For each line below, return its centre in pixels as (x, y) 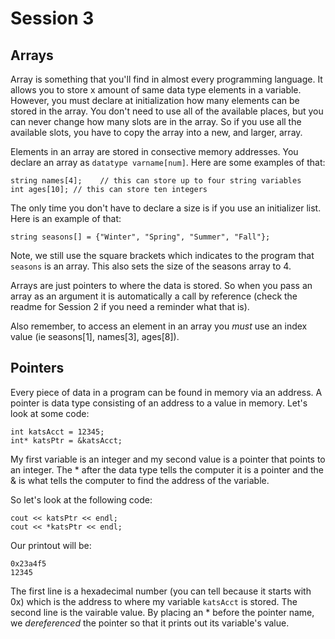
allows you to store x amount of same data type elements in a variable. (156, 90)
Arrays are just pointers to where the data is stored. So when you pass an (161, 285)
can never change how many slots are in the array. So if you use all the (156, 121)
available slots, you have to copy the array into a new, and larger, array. (156, 132)
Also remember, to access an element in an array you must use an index (159, 326)
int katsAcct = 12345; (57, 432)
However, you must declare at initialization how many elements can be (155, 100)
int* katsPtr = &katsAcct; (66, 440)
